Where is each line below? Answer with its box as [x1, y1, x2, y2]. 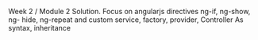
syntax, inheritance [8, 24, 71, 32]
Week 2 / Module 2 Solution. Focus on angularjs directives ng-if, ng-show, [8, 7, 251, 16]
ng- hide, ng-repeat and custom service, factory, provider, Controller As [8, 15, 244, 24]
